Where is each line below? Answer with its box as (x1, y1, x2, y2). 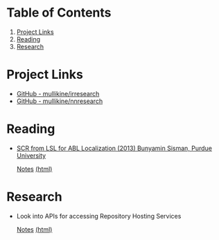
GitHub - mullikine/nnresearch (16, 97, 103, 105)
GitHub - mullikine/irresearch (16, 89, 100, 98)
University (16, 151, 46, 160)
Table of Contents (6, 5, 112, 21)
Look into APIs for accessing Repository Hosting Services (16, 212, 182, 220)
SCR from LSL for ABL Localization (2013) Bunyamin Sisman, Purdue (16, 144, 213, 152)
